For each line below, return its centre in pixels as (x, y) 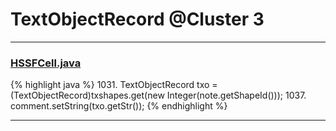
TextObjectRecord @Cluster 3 (137, 19)
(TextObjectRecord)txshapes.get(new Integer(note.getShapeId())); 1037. (158, 95)
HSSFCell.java (46, 63)
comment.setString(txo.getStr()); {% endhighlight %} (119, 106)
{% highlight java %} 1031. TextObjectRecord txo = (114, 85)
